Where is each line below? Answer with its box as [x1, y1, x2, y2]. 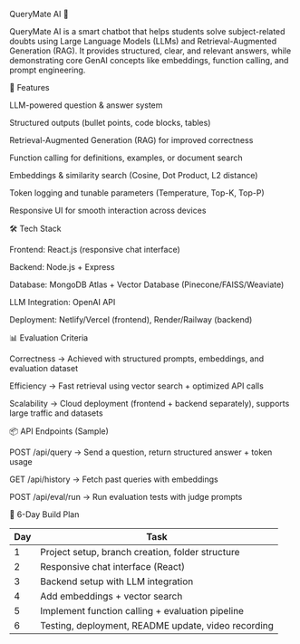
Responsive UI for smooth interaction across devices [9, 205, 207, 216]
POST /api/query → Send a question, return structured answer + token [9, 447, 273, 457]
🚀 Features [9, 82, 50, 92]
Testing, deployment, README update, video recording [40, 620, 275, 631]
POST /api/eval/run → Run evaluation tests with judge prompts [9, 492, 243, 502]
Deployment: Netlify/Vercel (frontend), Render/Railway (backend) [9, 314, 253, 325]
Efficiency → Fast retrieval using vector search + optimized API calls [9, 380, 265, 391]
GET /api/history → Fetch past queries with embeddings [9, 474, 219, 485]
